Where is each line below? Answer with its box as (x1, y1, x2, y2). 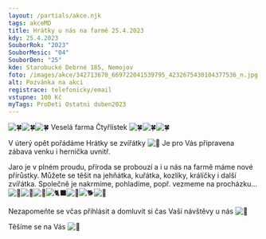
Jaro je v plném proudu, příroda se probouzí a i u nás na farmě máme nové (8, 163, 253, 172)
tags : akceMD (8, 19, 52, 27)
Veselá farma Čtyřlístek (50, 123, 127, 132)
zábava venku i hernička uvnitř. (8, 147, 111, 156)
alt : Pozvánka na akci (8, 78, 84, 86)
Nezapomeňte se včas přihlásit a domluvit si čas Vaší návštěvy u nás (8, 206, 233, 216)
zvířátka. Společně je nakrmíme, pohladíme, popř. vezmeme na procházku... (8, 179, 257, 189)
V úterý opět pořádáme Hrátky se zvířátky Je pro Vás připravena (8, 139, 235, 148)
